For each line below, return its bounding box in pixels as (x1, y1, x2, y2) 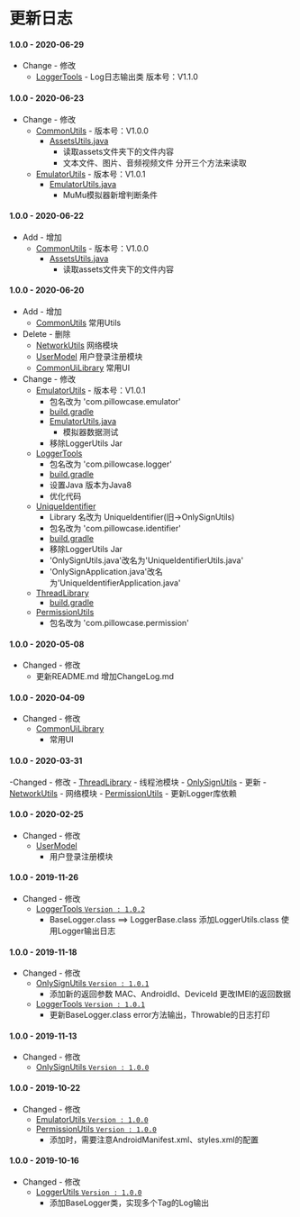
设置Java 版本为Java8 (49, 479, 132, 490)
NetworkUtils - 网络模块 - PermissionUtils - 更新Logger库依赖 (9, 787, 237, 798)
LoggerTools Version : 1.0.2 (35, 904, 146, 914)
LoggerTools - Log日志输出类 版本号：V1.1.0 (35, 71, 198, 82)
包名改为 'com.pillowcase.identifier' (49, 523, 182, 533)
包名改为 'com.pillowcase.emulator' (49, 396, 182, 406)
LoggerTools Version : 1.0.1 (35, 999, 146, 1010)
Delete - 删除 (22, 329, 71, 339)
